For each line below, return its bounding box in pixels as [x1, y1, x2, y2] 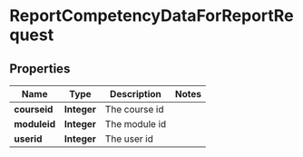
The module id [104, 118, 167, 130]
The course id [104, 103, 164, 115]
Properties [9, 61, 71, 76]
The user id [104, 132, 154, 145]
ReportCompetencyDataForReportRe [9, 5, 294, 26]
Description [110, 88, 161, 100]
